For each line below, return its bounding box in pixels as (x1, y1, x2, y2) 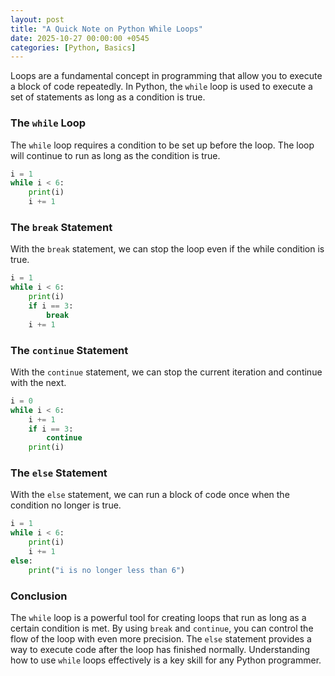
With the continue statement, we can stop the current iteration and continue (10, 366, 323, 378)
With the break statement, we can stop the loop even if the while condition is (10, 243, 325, 255)
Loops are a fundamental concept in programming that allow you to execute (10, 70, 323, 82)
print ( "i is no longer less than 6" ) (28, 565, 186, 575)
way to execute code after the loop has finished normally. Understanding (10, 643, 311, 655)
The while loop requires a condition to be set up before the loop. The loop (10, 139, 315, 151)
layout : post (10, 14, 65, 25)
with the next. (10, 376, 67, 388)
